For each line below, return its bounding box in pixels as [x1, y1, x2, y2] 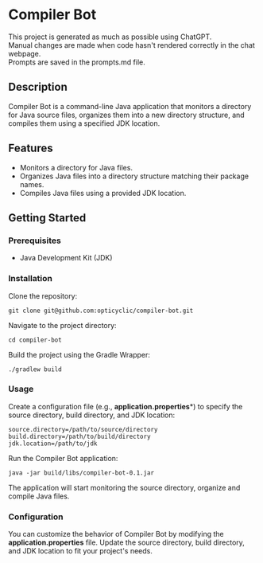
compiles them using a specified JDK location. [8, 118, 161, 128]
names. [19, 179, 44, 189]
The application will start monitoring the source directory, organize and [8, 483, 241, 492]
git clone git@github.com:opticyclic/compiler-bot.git [8, 307, 194, 315]
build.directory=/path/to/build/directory [8, 432, 151, 440]
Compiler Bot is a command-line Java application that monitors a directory [8, 101, 252, 111]
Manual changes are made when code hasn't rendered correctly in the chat [8, 40, 256, 49]
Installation [8, 273, 53, 284]
